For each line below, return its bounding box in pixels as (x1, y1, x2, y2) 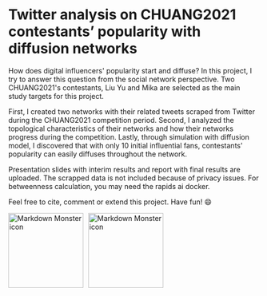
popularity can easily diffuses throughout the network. (8, 149, 188, 159)
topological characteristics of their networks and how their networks (8, 124, 234, 133)
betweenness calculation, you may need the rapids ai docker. (8, 181, 210, 191)
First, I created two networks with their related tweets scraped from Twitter (8, 106, 256, 116)
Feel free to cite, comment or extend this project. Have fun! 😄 (8, 197, 212, 207)
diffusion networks (8, 40, 137, 57)
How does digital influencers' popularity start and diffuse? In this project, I (8, 65, 253, 75)
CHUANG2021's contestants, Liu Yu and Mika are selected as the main (8, 82, 241, 93)
